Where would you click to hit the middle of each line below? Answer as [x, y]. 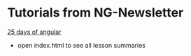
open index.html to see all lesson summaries [81, 45]
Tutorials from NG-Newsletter [95, 13]
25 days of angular [34, 32]
